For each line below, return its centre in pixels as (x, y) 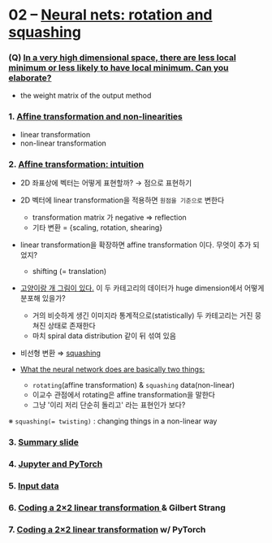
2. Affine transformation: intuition (76, 164)
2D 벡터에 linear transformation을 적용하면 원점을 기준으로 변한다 (122, 200)
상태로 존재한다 (71, 326)
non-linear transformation (63, 143)
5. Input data (34, 485)
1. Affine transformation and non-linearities (95, 117)
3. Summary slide (44, 442)
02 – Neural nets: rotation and (110, 15)
